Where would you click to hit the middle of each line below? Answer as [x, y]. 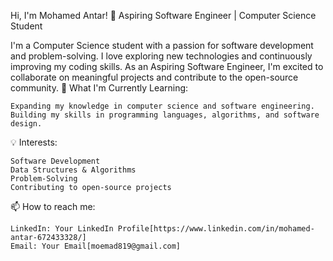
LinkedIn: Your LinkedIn [62, 229]
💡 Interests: [34, 142]
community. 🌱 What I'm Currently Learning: [99, 88]
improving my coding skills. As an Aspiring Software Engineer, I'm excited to [167, 66]
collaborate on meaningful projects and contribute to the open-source [154, 77]
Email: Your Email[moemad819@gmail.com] [96, 246]
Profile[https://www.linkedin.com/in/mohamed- [216, 229]
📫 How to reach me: [53, 206]
